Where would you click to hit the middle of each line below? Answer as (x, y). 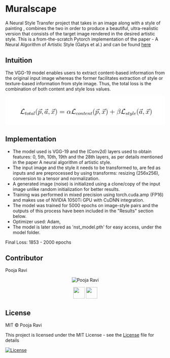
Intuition (19, 61)
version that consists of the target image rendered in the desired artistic (80, 34)
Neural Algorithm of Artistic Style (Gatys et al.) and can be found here (78, 44)
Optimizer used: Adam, (37, 221)
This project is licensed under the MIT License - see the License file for (80, 335)
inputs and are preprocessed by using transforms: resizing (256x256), (86, 173)
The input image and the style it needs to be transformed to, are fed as (87, 168)
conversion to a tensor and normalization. (56, 178)
